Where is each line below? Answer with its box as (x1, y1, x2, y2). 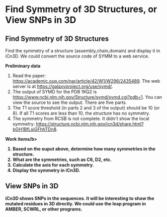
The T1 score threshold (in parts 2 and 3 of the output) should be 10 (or (12, 105, 160, 111)
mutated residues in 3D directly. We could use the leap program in (5, 200, 146, 206)
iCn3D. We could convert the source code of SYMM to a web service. (5, 53, 149, 59)
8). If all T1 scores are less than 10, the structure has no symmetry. (12, 110, 150, 116)
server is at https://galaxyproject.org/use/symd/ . (12, 83, 113, 89)
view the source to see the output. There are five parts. (12, 99, 127, 105)
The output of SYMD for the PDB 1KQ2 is (12, 89, 97, 94)
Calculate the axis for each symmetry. (12, 162, 94, 168)
